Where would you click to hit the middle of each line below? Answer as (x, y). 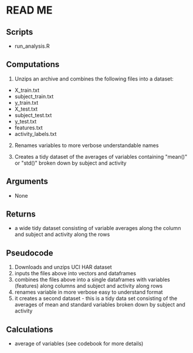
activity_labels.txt (35, 134)
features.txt (28, 128)
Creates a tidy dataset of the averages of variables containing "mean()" (101, 156)
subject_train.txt (34, 96)
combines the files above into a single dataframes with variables (92, 279)
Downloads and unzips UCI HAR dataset (63, 267)
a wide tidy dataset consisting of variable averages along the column (98, 228)
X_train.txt (27, 90)
